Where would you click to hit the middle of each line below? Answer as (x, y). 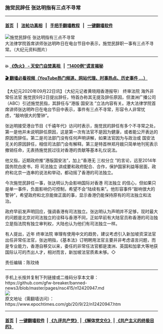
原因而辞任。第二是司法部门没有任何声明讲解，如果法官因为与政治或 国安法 (80, 138)
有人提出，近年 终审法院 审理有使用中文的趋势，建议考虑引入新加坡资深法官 (81, 234)
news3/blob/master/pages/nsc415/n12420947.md (55, 288)
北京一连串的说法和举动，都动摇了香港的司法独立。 (64, 173)
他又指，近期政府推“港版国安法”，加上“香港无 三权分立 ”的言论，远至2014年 (81, 160)
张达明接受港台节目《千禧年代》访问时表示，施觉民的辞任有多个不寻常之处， (81, 126)
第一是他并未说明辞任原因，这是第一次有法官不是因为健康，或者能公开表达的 (81, 132)
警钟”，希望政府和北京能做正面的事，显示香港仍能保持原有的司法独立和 (76, 195)
